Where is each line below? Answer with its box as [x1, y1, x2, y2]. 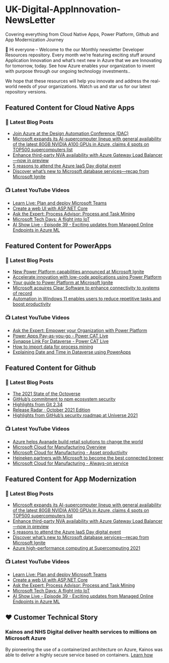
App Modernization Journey [5, 37, 64, 43]
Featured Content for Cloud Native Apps [5, 103, 135, 112]
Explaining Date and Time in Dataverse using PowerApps [12, 349, 131, 355]
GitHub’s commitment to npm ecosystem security [12, 396, 116, 402]
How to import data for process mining [12, 343, 94, 349]
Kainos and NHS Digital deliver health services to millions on [5, 628, 157, 636]
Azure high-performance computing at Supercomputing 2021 [12, 545, 141, 551]
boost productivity [12, 301, 51, 307]
